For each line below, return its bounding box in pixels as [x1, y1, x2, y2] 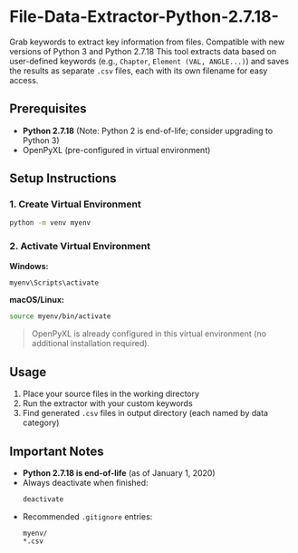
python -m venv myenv [9, 218, 91, 228]
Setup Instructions [9, 170, 117, 187]
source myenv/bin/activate [9, 312, 111, 321]
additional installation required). [31, 338, 150, 349]
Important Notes [9, 443, 104, 459]
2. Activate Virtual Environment [9, 240, 151, 253]
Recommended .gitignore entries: [22, 510, 153, 522]
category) [22, 417, 60, 428]
